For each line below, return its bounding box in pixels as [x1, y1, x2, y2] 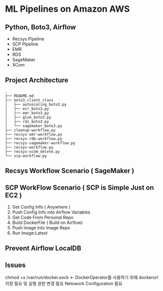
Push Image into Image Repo [12, 225, 70, 231]
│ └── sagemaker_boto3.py [5, 123, 63, 128]
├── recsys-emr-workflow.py [5, 132, 63, 137]
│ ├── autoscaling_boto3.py [5, 102, 67, 107]
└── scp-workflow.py [5, 153, 47, 158]
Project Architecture [5, 76, 69, 84]
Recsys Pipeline [12, 36, 45, 42]
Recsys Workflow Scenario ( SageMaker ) [5, 167, 135, 175]
